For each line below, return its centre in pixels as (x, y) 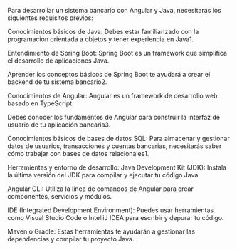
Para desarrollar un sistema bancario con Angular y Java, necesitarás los (115, 10)
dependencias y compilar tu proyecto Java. (71, 239)
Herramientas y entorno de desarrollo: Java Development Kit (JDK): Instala (117, 167)
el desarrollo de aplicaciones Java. (58, 61)
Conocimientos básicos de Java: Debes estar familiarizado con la (103, 32)
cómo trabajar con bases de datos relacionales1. (78, 153)
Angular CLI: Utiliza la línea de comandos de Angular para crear (100, 189)
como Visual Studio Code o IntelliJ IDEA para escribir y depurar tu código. (116, 218)
